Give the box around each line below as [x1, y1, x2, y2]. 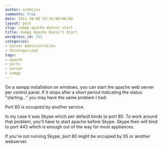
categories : [5, 39, 29, 44]
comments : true [5, 12, 36, 17]
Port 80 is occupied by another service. [5, 104, 85, 110]
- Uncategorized [5, 48, 38, 53]
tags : [5, 52, 16, 58]
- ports [5, 62, 21, 66]
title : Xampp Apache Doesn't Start [5, 30, 78, 35]
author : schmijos [5, 7, 40, 12]
